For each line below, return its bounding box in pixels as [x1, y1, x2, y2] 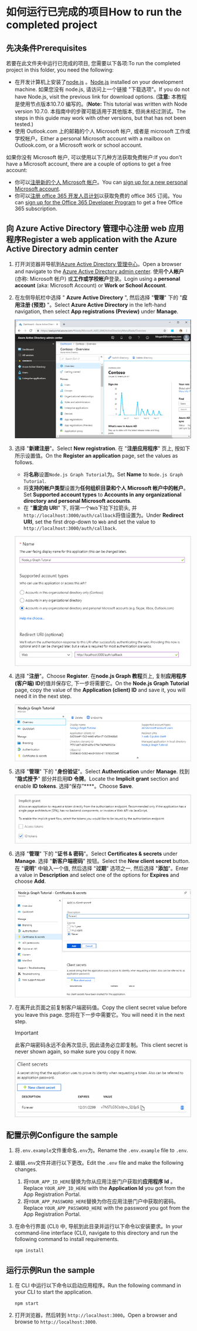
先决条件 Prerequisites [6, 43, 87, 53]
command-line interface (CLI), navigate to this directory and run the [14, 1229, 179, 1236]
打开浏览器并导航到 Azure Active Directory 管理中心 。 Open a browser [14, 260, 182, 267]
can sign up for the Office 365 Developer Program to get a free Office [14, 199, 183, 206]
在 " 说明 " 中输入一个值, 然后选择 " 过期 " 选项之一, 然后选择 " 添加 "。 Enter [14, 865, 189, 872]
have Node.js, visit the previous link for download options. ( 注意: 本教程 [14, 93, 187, 100]
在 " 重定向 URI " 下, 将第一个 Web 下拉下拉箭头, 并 [23, 505, 137, 512]
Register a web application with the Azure [21, 234, 177, 244]
